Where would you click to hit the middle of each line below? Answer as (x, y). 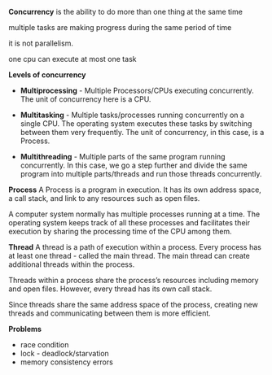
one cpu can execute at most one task (72, 59)
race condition (44, 344)
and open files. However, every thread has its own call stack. (110, 289)
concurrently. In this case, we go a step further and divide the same (134, 165)
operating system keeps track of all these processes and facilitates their (129, 222)
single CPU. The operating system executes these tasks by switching (136, 124)
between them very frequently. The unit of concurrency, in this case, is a (142, 132)
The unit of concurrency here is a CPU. (86, 99)
